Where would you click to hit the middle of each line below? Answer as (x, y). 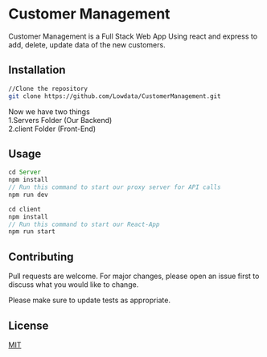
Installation (37, 70)
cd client (25, 209)
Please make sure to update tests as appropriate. (90, 300)
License (29, 325)
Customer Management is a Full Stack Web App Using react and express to (133, 36)
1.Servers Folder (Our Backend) (60, 120)
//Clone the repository (48, 88)
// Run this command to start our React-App (84, 224)
